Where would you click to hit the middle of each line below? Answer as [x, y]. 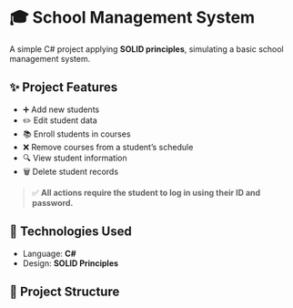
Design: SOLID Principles [71, 263]
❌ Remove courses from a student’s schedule [108, 147]
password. [52, 202]
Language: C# [49, 253]
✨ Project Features [64, 87]
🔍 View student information [75, 158]
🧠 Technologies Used [71, 232]
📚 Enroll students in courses [76, 134]
